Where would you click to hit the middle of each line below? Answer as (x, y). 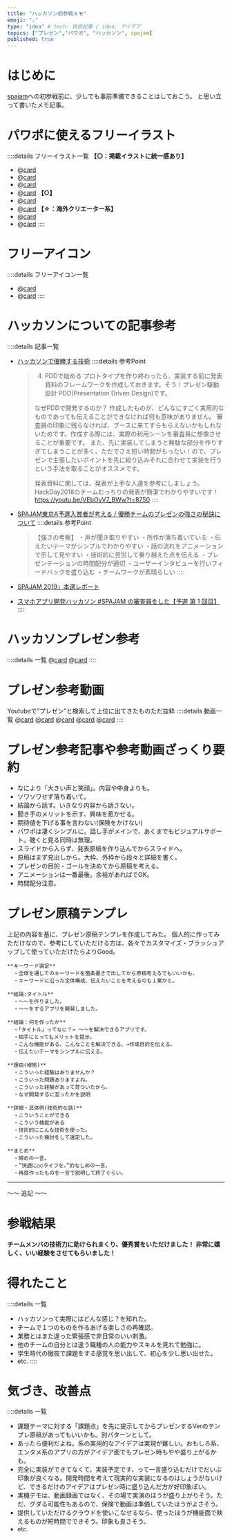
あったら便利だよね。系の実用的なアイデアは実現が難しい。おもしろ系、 (120, 1443)
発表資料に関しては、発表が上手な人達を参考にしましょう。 (119, 483)
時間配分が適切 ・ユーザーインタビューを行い (147, 563)
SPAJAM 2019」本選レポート (58, 587)
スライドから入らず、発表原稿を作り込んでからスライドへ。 (101, 848)
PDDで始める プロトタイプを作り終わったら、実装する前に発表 (134, 375)
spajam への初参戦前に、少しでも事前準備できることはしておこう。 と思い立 (115, 96)
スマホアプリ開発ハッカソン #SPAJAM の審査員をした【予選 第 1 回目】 (118, 601)
